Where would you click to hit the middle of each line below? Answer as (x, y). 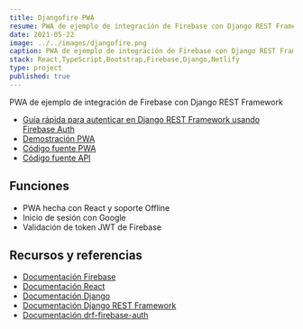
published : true (40, 77)
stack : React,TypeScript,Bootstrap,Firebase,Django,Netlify (125, 59)
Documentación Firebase (69, 277)
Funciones (40, 186)
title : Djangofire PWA (52, 18)
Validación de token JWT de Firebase (92, 227)
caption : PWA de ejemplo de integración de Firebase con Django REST (143, 51)
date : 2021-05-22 (42, 34)
